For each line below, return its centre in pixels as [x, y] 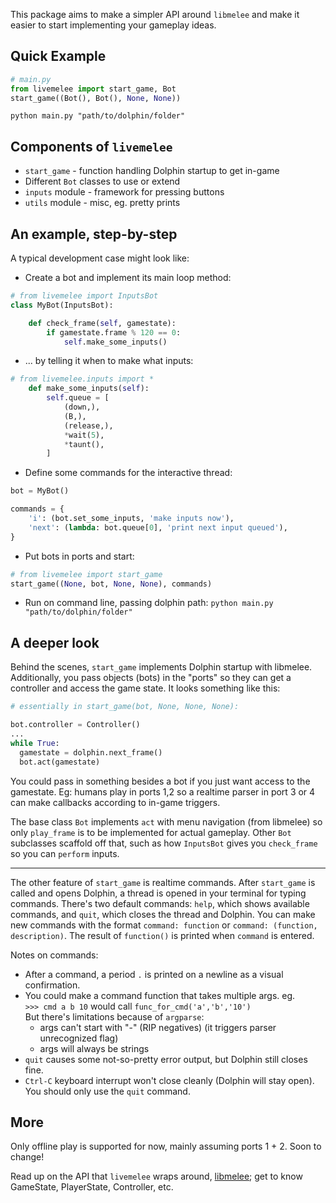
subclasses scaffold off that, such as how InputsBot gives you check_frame [164, 843]
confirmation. [52, 985]
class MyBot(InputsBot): [62, 305]
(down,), [82, 407]
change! [27, 1157]
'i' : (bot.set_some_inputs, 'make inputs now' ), [131, 519]
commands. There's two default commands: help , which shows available [160, 903]
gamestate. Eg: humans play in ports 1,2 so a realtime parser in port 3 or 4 [163, 791]
